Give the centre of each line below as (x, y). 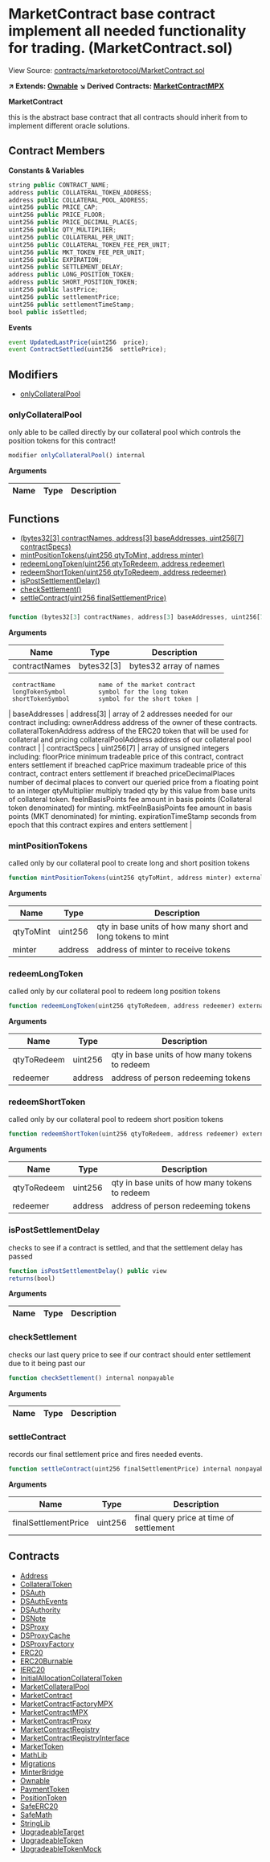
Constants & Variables (46, 170)
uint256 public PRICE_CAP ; (53, 207)
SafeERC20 (39, 1806)
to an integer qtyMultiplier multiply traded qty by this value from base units (132, 790)
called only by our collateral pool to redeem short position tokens (116, 1119)
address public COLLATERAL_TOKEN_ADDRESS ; (80, 192)
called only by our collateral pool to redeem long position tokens (115, 991)
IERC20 (33, 1669)
